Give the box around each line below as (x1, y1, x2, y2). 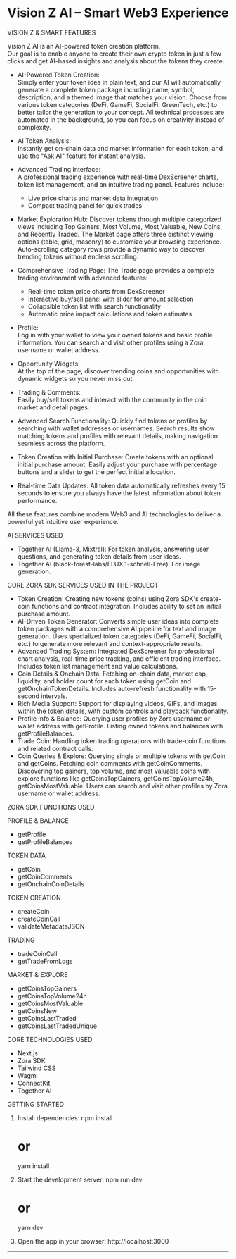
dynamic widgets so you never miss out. (17, 374, 135, 383)
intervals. (41, 692, 68, 700)
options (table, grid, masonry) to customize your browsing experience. (17, 237, 222, 246)
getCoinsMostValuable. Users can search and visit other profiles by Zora (17, 781, 228, 790)
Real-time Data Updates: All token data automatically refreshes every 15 (17, 481, 225, 490)
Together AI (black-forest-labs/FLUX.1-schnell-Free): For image (17, 559, 201, 568)
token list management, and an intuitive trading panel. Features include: (17, 180, 225, 188)
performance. (17, 496, 58, 504)
